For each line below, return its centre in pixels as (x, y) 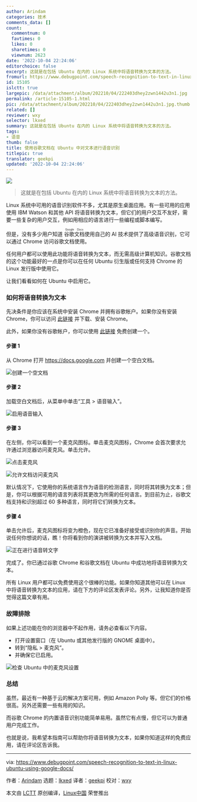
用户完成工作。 (24, 725)
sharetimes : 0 (28, 50)
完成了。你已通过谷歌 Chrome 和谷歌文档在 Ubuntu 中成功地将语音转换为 (94, 563)
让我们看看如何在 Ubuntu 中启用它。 (50, 281)
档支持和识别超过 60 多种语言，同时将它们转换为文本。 (72, 502)
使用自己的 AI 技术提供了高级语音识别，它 (135, 234)
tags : (13, 132)
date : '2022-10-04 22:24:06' (42, 60)
